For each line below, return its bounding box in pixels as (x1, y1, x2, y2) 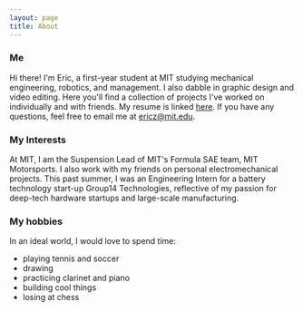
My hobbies (9, 215, 64, 228)
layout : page (9, 13, 59, 23)
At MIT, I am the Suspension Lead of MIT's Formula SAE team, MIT (9, 154, 259, 165)
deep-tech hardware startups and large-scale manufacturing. (9, 192, 239, 204)
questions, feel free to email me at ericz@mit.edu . (9, 111, 196, 121)
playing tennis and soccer (22, 253, 120, 264)
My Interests (9, 133, 66, 146)
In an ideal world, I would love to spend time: (9, 236, 177, 247)
